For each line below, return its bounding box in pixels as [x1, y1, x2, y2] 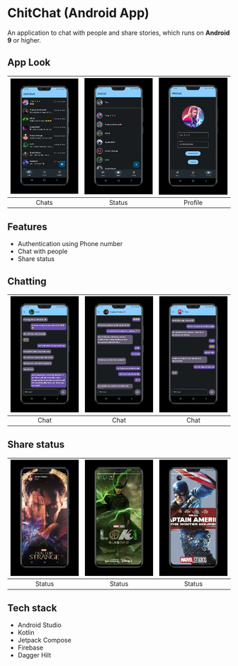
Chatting [7, 275, 47, 287]
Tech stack [7, 602, 57, 614]
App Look [7, 57, 51, 69]
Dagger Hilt [17, 651, 52, 660]
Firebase [17, 643, 44, 652]
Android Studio [17, 621, 62, 629]
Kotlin [17, 628, 35, 637]
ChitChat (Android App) [7, 5, 149, 21]
